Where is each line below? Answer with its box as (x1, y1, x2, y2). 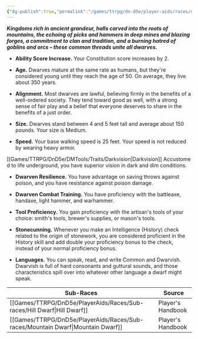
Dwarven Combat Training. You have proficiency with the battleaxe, (15, 190, 182, 197)
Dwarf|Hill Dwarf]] (37, 306, 88, 314)
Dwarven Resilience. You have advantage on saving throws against (15, 173, 180, 180)
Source (163, 288, 184, 297)
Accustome (163, 155, 191, 162)
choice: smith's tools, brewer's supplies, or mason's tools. (15, 214, 156, 221)
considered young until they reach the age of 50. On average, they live (15, 72, 186, 79)
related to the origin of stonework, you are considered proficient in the (15, 232, 186, 239)
